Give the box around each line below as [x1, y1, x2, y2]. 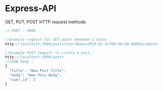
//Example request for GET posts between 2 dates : [5, 37, 112, 42]
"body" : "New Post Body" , [9, 73, 62, 77]
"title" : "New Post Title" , [9, 68, 66, 73]
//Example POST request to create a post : [5, 50, 95, 55]
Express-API [5, 3, 57, 14]
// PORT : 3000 [5, 28, 36, 33]
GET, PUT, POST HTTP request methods [5, 19, 86, 25]
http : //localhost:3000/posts [5, 55, 64, 60]
